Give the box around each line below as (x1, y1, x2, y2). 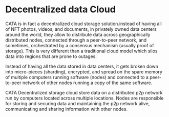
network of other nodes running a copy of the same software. (22, 80, 153, 86)
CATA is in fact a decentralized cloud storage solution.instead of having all (5, 21, 162, 27)
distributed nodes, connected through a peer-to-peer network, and (5, 37, 147, 43)
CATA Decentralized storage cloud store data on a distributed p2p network (5, 89, 163, 95)
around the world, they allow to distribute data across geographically (5, 31, 151, 37)
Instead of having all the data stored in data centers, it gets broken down (5, 63, 159, 69)
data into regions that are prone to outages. (5, 53, 97, 60)
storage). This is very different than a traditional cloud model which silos (5, 48, 158, 54)
